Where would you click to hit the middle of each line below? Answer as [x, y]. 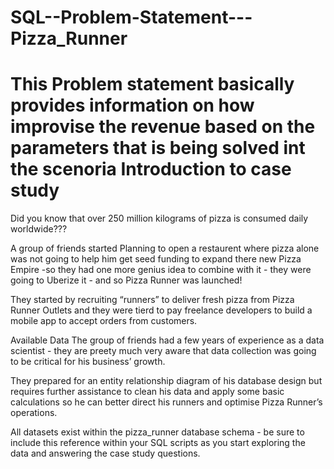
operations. [34, 413]
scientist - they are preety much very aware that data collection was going [163, 351]
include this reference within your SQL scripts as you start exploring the [158, 443]
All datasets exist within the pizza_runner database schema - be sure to [157, 432]
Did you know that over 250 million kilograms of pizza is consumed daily [159, 218]
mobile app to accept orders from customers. [104, 321]
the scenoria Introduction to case [151, 169]
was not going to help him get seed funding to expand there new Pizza [156, 259]
